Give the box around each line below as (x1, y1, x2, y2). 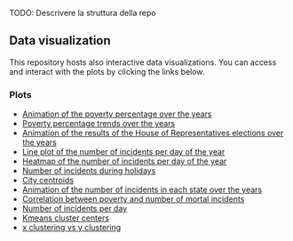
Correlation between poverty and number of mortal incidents (21, 194, 245, 205)
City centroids (21, 175, 74, 186)
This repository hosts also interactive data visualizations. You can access (9, 57, 277, 68)
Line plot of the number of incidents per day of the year (21, 147, 226, 157)
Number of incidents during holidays (21, 165, 156, 176)
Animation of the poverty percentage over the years (21, 108, 212, 119)
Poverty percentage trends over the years (21, 118, 176, 129)
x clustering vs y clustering (21, 222, 122, 233)
